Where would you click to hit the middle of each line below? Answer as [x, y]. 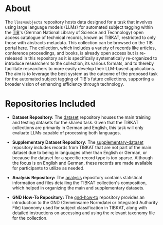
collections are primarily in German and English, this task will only [78, 128]
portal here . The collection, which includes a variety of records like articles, [81, 48]
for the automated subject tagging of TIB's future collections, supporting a [80, 79]
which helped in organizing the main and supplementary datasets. [78, 187]
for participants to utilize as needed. [48, 168]
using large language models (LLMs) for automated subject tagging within [79, 27]
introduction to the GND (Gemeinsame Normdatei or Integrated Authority [85, 202]
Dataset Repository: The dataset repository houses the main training [81, 117]
